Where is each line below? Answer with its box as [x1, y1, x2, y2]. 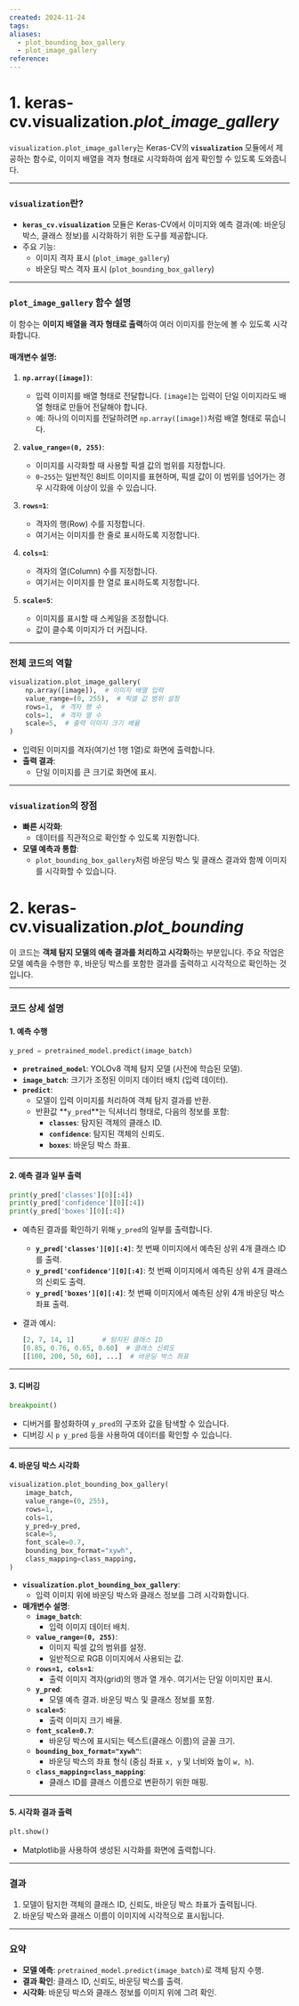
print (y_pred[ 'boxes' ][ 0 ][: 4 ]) [9, 1207, 125, 1216]
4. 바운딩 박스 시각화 [9, 1459, 80, 1470]
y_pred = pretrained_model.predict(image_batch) [9, 1046, 193, 1055]
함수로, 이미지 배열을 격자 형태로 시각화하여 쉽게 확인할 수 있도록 [32, 153, 256, 164]
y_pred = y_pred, [25, 1522, 82, 1531]
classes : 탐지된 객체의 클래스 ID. [48, 1117, 163, 1128]
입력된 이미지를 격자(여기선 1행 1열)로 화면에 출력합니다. [21, 744, 215, 755]
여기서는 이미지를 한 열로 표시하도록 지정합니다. [35, 576, 200, 588]
